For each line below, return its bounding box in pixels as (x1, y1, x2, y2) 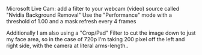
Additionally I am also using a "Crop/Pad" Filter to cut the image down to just (6, 29, 196, 36)
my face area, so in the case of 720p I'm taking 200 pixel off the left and (6, 36, 185, 42)
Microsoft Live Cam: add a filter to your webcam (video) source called (6, 5, 179, 12)
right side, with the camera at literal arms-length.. (6, 42, 129, 49)
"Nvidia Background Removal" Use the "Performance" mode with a (6, 11, 173, 19)
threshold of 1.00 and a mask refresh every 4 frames (6, 18, 136, 25)
